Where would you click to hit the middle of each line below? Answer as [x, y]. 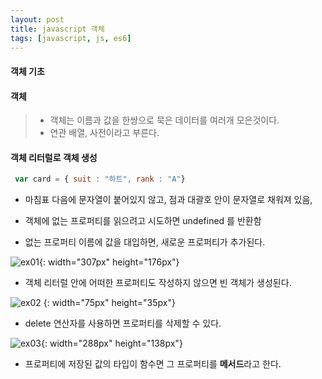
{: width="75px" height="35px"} [109, 303]
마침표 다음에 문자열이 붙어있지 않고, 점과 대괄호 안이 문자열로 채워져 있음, [168, 200]
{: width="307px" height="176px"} [109, 262]
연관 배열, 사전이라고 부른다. [104, 133]
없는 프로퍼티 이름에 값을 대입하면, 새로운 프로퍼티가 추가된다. [145, 242]
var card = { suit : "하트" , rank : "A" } [100, 179]
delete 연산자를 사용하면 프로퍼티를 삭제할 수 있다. [123, 323]
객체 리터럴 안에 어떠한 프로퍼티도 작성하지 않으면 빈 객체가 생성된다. [158, 283]
